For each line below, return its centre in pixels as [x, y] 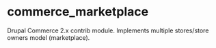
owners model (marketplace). [49, 37]
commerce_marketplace [78, 12]
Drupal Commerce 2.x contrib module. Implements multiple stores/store [108, 30]
